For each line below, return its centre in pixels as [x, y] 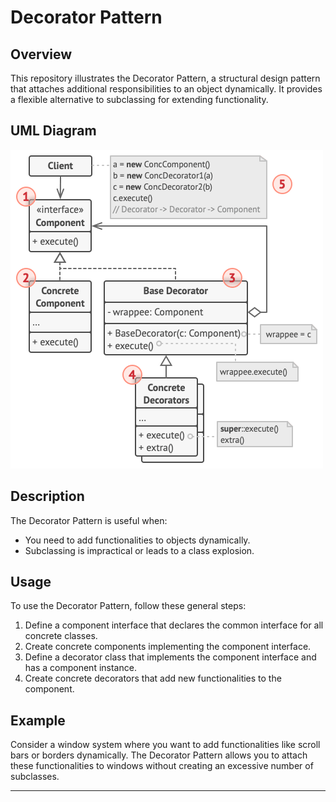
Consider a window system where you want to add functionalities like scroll [165, 745]
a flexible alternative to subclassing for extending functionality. [139, 99]
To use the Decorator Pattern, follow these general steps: [128, 606]
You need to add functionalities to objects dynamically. [137, 540]
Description [47, 496]
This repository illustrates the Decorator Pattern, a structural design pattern [165, 78]
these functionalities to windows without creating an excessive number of [162, 766]
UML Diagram [53, 131]
